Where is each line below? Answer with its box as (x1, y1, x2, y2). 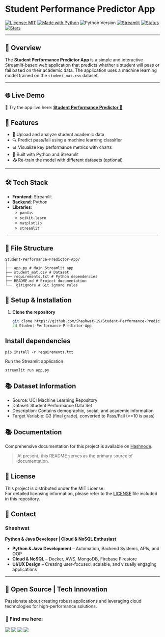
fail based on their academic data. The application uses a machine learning (5, 67, 157, 73)
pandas (19, 210, 33, 216)
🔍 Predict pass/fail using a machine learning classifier (12, 137, 122, 143)
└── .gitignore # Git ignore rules (5, 283, 78, 288)
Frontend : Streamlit (12, 194, 52, 200)
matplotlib (19, 221, 42, 226)
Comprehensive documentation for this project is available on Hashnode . (5, 443, 153, 449)
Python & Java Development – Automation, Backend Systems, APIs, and (12, 545, 160, 551)
